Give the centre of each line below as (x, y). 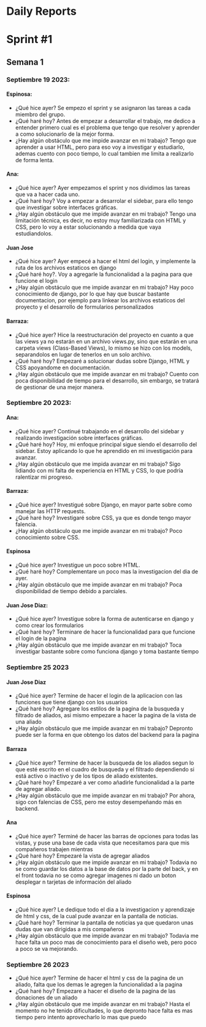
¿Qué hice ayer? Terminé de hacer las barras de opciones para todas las (107, 836)
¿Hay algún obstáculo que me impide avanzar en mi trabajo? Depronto (104, 728)
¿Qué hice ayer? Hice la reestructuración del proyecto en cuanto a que (105, 335)
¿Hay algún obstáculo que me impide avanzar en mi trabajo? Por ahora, (105, 795)
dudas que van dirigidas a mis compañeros (70, 929)
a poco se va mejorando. (47, 948)
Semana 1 (25, 62)
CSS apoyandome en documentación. (63, 368)
